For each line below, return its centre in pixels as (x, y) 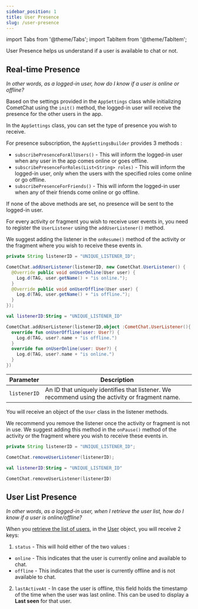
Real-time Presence (43, 69)
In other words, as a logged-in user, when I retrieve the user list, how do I (95, 511)
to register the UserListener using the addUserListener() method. (85, 228)
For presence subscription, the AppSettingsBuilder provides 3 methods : (94, 143)
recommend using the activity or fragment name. (113, 397)
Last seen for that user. (43, 601)
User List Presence (42, 497)
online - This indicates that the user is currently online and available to (100, 558)
